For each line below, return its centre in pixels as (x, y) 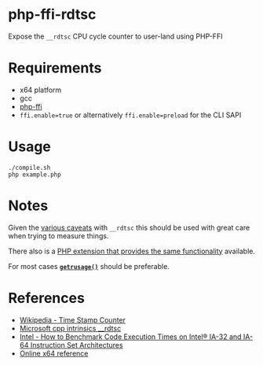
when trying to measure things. (58, 236)
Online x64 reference (54, 353)
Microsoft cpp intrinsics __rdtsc (70, 328)
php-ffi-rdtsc (52, 15)
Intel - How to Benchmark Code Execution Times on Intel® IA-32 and (130, 337)
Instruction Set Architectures (77, 345)
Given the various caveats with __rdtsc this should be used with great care (129, 227)
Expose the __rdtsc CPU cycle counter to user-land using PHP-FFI (115, 36)
